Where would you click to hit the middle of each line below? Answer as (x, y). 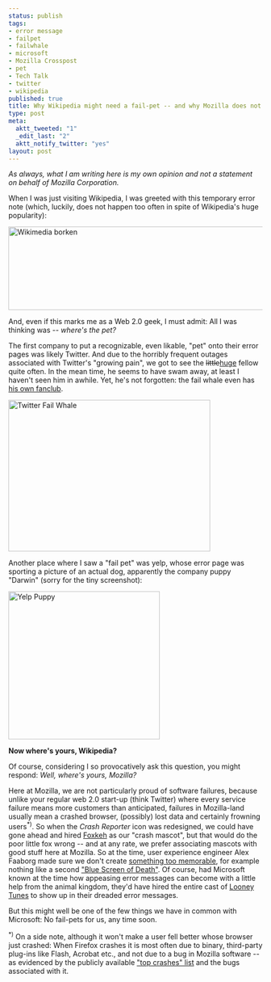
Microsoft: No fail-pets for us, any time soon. (83, 920)
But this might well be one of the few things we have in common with (123, 911)
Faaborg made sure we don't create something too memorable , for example (134, 861)
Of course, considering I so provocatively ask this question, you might (124, 767)
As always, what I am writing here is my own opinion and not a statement (130, 174)
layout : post (30, 151)
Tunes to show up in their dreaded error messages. (94, 896)
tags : (17, 23)
